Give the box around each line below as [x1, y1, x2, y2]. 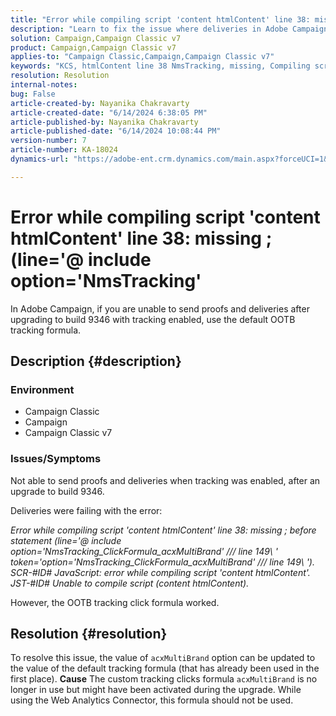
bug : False [10, 89, 56, 99]
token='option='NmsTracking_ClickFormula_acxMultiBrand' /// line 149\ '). [10, 556, 315, 568]
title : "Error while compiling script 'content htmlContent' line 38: [10, 14, 311, 25]
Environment [10, 383, 75, 396]
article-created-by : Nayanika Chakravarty [10, 98, 190, 108]
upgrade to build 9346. [10, 485, 105, 497]
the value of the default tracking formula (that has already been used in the [10, 662, 320, 675]
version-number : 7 [10, 136, 87, 146]
